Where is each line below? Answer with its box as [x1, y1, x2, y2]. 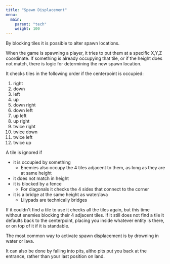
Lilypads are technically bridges [20, 197, 88, 203]
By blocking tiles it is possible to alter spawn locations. [6, 40, 120, 46]
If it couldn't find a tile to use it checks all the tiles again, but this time [6, 207, 150, 213]
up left [13, 112, 27, 119]
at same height [20, 170, 52, 176]
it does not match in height [13, 175, 69, 181]
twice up [13, 140, 32, 146]
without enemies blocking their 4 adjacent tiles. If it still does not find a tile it [6, 212, 164, 218]
